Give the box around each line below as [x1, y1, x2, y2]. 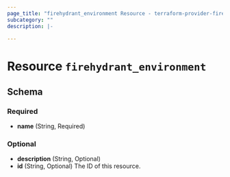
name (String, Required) [16, 122, 86, 130]
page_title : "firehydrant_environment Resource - [7, 10, 152, 17]
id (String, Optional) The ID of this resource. [16, 162, 141, 170]
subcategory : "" [7, 16, 53, 23]
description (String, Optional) [16, 155, 101, 163]
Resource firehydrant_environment [7, 59, 207, 74]
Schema [7, 86, 43, 97]
